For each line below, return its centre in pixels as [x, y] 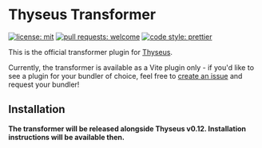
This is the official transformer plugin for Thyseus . [91, 52]
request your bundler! [44, 84]
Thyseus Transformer [82, 15]
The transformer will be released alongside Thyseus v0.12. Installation [127, 128]
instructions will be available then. [67, 137]
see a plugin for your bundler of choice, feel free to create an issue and [125, 76]
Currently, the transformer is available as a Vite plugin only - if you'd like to [131, 67]
